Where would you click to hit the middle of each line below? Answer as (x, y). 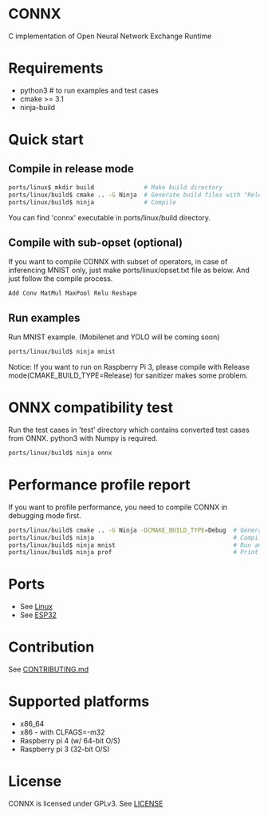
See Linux (36, 607)
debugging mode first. (45, 515)
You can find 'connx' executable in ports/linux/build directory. (110, 217)
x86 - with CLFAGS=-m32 (62, 732)
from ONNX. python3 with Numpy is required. (83, 438)
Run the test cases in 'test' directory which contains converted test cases (129, 430)
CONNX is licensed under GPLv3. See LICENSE (86, 804)
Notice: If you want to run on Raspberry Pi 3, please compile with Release (129, 367)
